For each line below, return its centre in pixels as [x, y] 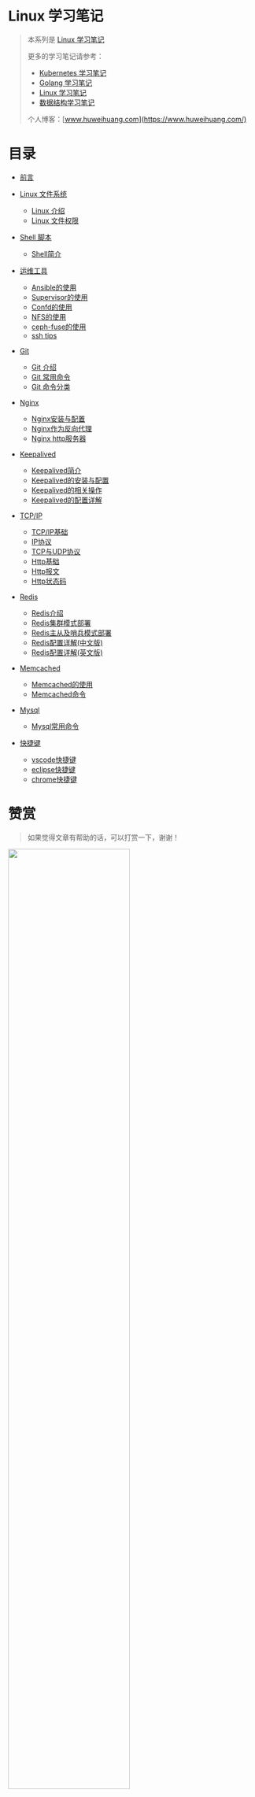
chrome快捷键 [54, 779]
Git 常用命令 [51, 377]
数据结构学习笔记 [67, 102]
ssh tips [44, 335]
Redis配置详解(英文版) [67, 652]
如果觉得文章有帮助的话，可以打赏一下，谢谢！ [103, 837]
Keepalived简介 [56, 470]
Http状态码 [49, 581]
